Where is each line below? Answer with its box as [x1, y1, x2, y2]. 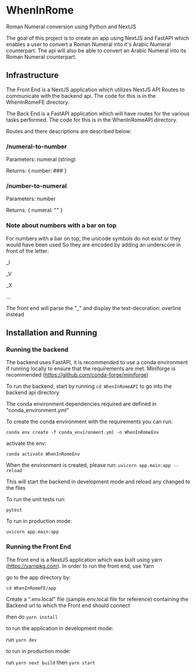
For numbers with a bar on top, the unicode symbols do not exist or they [6, 235, 181, 242]
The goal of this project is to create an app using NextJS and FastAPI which [6, 34, 190, 41]
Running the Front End [6, 543, 72, 551]
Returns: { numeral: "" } [6, 207, 63, 214]
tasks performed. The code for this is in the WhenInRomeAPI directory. [6, 116, 178, 123]
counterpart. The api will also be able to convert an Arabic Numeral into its [6, 47, 187, 54]
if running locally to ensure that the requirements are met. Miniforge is [6, 365, 175, 372]
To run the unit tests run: [6, 496, 66, 503]
